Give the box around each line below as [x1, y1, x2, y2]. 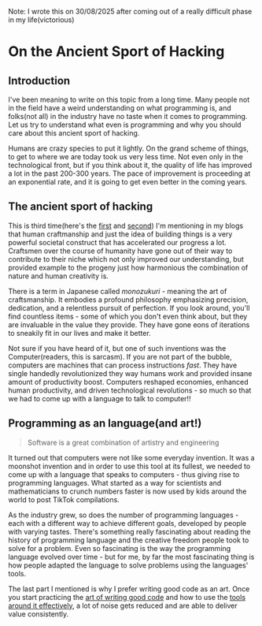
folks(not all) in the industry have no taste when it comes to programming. [8, 112, 248, 121]
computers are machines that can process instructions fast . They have [8, 360, 238, 370]
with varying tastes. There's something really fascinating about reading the [8, 527, 251, 536]
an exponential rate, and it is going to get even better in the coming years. [8, 177, 248, 186]
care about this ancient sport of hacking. [8, 129, 140, 137]
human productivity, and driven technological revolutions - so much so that [8, 386, 252, 395]
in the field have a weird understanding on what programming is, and [8, 103, 232, 113]
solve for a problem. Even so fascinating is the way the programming [8, 543, 231, 553]
